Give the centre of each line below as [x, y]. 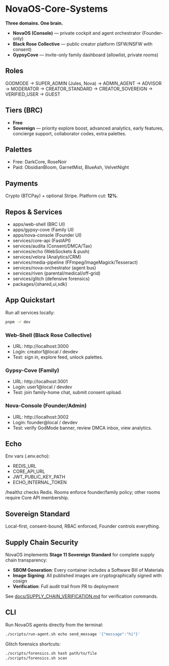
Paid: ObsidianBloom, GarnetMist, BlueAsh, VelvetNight [71, 168]
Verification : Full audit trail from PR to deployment [66, 587]
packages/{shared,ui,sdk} [40, 284]
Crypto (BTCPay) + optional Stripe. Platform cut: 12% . [62, 196]
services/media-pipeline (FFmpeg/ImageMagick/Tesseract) [75, 262]
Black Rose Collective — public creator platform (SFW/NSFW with [82, 44]
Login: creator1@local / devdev [45, 351]
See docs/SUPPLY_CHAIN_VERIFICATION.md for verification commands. [82, 596]
